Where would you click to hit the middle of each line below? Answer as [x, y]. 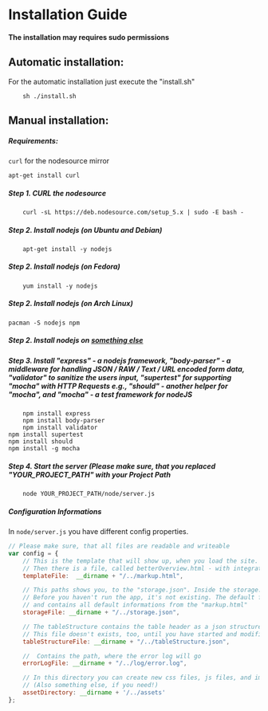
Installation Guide [68, 15]
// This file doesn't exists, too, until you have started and [130, 634]
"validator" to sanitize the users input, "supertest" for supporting [120, 377]
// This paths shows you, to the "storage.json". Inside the [126, 590]
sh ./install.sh [50, 96]
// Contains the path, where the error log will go [112, 656]
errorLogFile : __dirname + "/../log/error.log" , [105, 663]
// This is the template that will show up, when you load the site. [141, 561]
